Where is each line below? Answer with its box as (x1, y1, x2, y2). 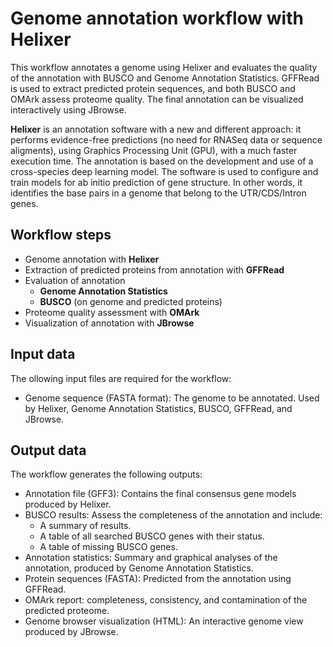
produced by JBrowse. (24, 626, 119, 638)
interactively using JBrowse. (10, 103, 127, 116)
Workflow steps (10, 227, 112, 244)
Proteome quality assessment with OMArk (24, 306, 200, 318)
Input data (10, 346, 76, 363)
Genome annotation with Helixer (24, 253, 160, 265)
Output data (10, 442, 87, 459)
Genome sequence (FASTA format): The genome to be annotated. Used (24, 392, 320, 404)
